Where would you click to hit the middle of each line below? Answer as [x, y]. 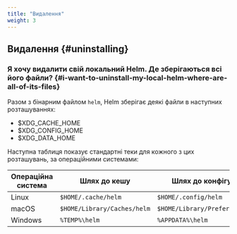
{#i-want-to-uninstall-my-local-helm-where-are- [141, 78]
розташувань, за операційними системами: [73, 159]
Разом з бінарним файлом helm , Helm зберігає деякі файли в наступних [115, 102]
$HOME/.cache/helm [91, 197]
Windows [26, 221]
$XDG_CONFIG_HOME [50, 130]
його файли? [30, 78]
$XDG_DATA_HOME [47, 138]
